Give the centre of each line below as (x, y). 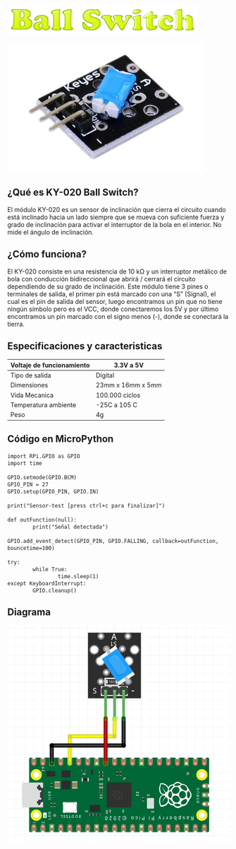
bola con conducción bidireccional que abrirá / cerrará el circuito (101, 279)
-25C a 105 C (117, 404)
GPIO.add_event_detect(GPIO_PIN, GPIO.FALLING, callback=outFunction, (113, 541)
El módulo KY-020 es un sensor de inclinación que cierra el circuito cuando (117, 209)
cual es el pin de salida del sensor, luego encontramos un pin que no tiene (115, 301)
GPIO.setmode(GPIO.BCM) (42, 477)
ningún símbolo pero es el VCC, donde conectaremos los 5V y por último (113, 309)
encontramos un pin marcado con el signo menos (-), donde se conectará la (118, 316)
